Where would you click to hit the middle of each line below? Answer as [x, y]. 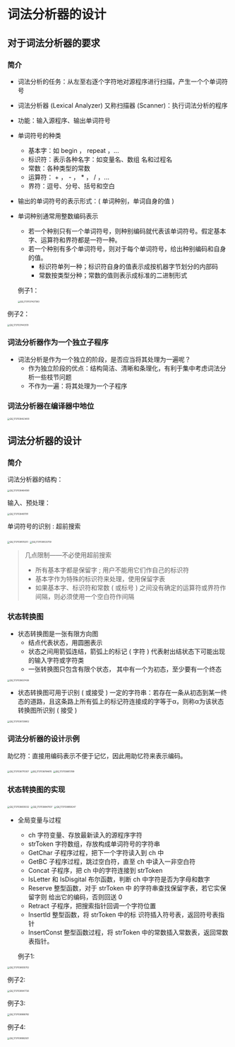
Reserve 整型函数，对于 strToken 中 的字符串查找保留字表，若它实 [124, 888]
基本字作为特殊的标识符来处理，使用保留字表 [100, 579]
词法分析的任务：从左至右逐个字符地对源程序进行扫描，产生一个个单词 [120, 81]
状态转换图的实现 [36, 789]
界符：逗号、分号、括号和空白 [71, 185]
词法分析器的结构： [35, 479]
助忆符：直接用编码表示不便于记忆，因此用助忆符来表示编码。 [97, 755]
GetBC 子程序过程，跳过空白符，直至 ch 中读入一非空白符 [112, 862]
